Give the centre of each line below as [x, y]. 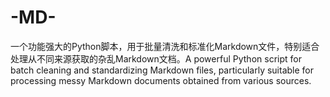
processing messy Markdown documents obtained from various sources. [161, 80]
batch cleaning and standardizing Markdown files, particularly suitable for [162, 70]
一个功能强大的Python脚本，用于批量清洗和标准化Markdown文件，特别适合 [165, 46]
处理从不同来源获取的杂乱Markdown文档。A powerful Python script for [156, 58]
